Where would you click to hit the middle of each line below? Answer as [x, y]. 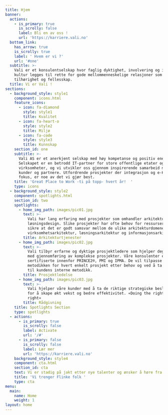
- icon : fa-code [35, 135]
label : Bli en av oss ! [43, 33]
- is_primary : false [40, 340]
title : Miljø [37, 130]
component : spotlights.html [43, 195]
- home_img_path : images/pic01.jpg [55, 210]
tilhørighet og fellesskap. [43, 79]
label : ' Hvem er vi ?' [39, 56]
